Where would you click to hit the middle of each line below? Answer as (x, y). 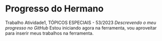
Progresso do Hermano (54, 9)
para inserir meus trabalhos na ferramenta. (49, 33)
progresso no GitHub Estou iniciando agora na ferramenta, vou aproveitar (81, 27)
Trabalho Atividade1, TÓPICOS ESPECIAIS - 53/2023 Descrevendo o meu (81, 22)
